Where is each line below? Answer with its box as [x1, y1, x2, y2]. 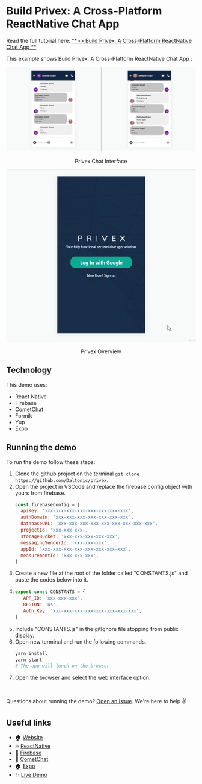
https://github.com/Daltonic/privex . [14, 476, 109, 483]
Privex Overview [81, 348, 121, 355]
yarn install [14, 650, 48, 656]
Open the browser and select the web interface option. [14, 674, 151, 682]
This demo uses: [6, 381, 47, 388]
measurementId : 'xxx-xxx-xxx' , [20, 553, 99, 559]
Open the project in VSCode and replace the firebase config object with [14, 483, 193, 490]
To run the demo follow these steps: [6, 458, 96, 465]
